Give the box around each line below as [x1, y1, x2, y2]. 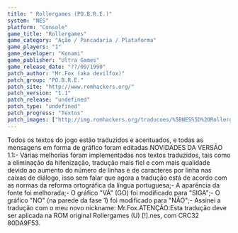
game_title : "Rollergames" [7, 30, 87, 38]
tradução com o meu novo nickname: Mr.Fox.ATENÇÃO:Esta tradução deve [7, 203, 227, 212]
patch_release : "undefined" [7, 97, 91, 104]
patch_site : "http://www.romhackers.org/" [7, 83, 135, 90]
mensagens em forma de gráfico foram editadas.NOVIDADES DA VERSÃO [7, 143, 223, 151]
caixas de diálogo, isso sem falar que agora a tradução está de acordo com [7, 173, 228, 182]
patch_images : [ [7, 116, 55, 123]
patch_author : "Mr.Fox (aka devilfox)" [7, 70, 125, 77]
